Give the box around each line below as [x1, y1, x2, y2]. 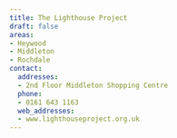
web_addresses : [17, 106, 75, 115]
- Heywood [9, 38, 47, 48]
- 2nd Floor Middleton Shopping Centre [17, 81, 169, 90]
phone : [17, 89, 43, 98]
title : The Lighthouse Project [9, 13, 128, 23]
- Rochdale [9, 55, 51, 64]
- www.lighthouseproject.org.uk [17, 114, 141, 123]
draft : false [9, 22, 59, 31]
